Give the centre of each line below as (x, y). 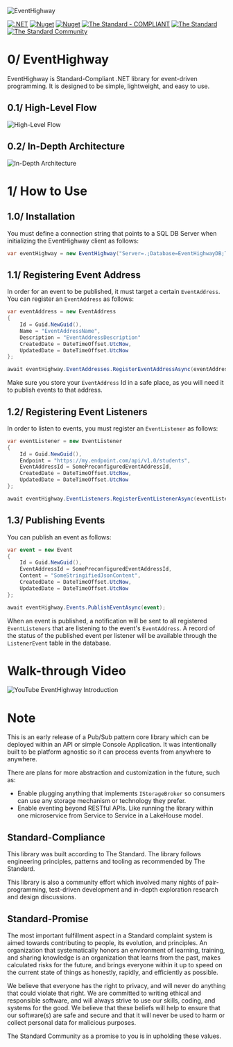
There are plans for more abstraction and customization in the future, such (114, 772)
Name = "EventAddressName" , (60, 331)
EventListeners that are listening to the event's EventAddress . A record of (111, 628)
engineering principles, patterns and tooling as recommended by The (106, 862)
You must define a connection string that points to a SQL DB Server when (112, 233)
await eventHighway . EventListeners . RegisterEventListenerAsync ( (102, 499)
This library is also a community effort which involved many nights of (106, 882)
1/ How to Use (48, 191)
